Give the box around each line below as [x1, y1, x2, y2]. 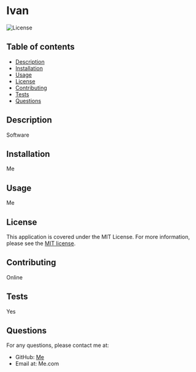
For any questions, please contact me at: [6, 341, 109, 349]
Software [6, 131, 29, 139]
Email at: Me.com [15, 360, 59, 368]
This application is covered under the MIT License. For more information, [6, 233, 190, 240]
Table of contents [6, 42, 75, 52]
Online [6, 273, 23, 281]
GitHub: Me [15, 354, 45, 361]
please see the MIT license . [6, 240, 76, 247]
